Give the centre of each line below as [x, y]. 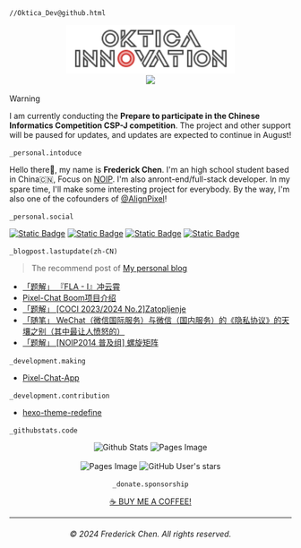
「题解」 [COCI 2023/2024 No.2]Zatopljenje [104, 309]
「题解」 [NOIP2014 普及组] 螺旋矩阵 [90, 343]
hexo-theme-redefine [62, 413]
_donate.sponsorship [150, 484]
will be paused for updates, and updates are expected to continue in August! [150, 135]
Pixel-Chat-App [51, 378]
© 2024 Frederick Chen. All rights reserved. [150, 534]
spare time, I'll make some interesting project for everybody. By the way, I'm [150, 189]
